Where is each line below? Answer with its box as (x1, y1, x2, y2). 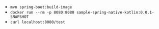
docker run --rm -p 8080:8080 (10, 10, 75, 15)
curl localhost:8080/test (10, 19, 65, 24)
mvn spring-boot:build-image (10, 4, 72, 9)
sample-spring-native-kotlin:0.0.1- (76, 10, 154, 15)
